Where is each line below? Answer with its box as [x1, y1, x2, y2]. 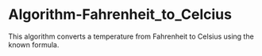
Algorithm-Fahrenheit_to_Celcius [8, 6, 233, 24]
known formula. [8, 39, 60, 49]
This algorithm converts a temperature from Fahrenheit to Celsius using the [8, 32, 254, 41]
